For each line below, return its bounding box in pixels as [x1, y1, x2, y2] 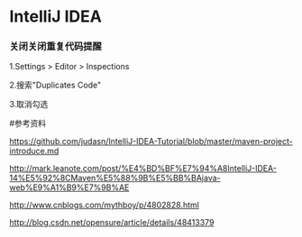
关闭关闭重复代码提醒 [9, 41, 102, 53]
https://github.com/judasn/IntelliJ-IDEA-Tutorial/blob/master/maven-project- [9, 136, 293, 147]
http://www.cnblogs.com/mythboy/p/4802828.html [9, 200, 200, 211]
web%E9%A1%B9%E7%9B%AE [9, 182, 130, 193]
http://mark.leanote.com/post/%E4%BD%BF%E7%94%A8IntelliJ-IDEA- [9, 163, 278, 174]
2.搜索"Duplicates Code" [9, 79, 102, 91]
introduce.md [9, 146, 59, 157]
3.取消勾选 [9, 99, 49, 110]
